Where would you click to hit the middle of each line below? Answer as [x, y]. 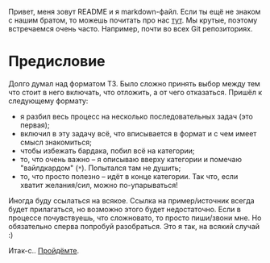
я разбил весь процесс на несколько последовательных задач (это [137, 116]
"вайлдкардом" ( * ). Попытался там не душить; [100, 168]
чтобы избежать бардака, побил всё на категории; [107, 150]
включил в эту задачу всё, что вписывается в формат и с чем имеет [138, 133]
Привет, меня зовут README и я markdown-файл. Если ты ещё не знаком [135, 12]
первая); [35, 125]
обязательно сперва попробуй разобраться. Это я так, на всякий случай [134, 226]
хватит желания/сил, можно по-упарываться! [99, 185]
